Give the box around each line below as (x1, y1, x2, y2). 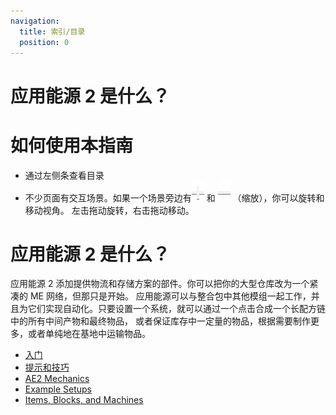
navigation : (10, 16, 60, 26)
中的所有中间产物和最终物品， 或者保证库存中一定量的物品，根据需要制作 (10, 315, 311, 327)
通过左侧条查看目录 (24, 169, 105, 181)
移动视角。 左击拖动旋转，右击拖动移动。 (24, 204, 195, 216)
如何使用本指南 (10, 134, 134, 157)
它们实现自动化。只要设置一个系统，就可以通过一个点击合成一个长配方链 (27, 303, 326, 315)
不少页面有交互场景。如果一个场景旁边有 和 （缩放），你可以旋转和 (24, 191, 325, 204)
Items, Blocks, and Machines (24, 394, 144, 406)
